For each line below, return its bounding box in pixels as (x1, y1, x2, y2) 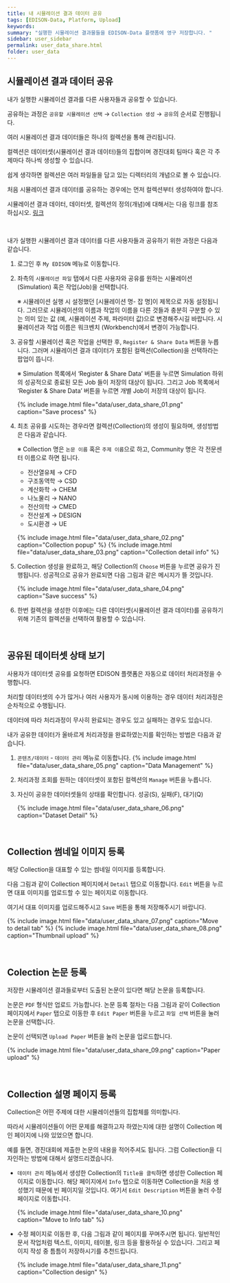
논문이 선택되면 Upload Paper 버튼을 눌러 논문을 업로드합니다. (7, 1032, 173, 1041)
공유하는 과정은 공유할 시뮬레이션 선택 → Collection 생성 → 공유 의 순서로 (7, 109, 198, 117)
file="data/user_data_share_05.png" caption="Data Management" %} (16, 761, 214, 769)
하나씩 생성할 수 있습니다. (25, 156, 94, 164)
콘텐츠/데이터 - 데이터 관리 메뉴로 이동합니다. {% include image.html (16, 753, 197, 762)
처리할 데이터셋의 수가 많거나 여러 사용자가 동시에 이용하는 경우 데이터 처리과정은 (7, 692, 224, 701)
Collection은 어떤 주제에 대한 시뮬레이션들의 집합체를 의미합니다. (7, 1107, 181, 1116)
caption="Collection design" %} (16, 1268, 108, 1276)
